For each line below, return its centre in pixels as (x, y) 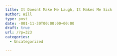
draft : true (17, 28)
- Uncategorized (26, 42)
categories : (17, 37)
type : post (16, 19)
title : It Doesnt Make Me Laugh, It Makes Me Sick (59, 10)
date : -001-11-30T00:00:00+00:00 (40, 23)
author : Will (19, 14)
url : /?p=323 (19, 32)
